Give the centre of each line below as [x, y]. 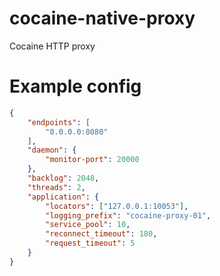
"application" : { [63, 197]
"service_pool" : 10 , [88, 225]
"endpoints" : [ [59, 122]
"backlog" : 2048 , [63, 178]
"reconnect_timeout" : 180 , [101, 234]
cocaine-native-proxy [102, 18]
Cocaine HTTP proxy [52, 46]
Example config [75, 86]
